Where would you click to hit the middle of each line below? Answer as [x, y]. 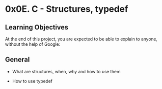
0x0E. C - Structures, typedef [67, 9]
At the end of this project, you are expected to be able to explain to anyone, [81, 39]
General [18, 60]
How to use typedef [32, 81]
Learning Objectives [37, 27]
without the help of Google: [33, 44]
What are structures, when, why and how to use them [66, 71]
